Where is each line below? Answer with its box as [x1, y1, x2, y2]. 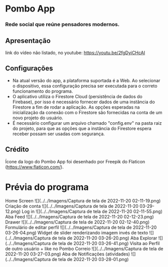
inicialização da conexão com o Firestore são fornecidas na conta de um [12, 109, 162, 115]
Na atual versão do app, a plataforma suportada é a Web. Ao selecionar [12, 77, 160, 83]
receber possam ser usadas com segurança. [12, 131, 105, 137]
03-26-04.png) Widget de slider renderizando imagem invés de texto [5, 230, 148, 236]
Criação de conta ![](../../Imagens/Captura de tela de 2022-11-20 [5, 203, 139, 209]
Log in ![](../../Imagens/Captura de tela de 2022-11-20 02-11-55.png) [22, 208, 163, 214]
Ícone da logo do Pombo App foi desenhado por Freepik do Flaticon [5, 158, 145, 164]
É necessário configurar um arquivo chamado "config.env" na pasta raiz [12, 120, 162, 126]
